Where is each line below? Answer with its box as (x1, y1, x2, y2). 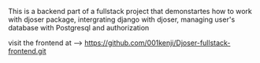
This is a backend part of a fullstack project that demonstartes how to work (8, 7, 252, 16)
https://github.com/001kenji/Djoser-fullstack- (84, 38, 231, 47)
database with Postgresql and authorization (8, 23, 150, 32)
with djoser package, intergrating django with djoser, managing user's (8, 15, 236, 24)
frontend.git (8, 47, 46, 55)
